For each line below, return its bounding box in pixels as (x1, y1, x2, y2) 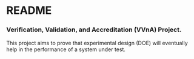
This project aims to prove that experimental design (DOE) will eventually (6, 40, 188, 47)
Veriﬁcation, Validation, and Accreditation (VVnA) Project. (6, 25, 182, 34)
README (6, 4, 52, 17)
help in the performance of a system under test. (6, 46, 126, 53)
